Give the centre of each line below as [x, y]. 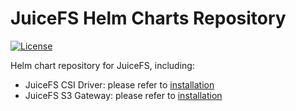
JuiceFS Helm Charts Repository [148, 18]
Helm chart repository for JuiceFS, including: [102, 65]
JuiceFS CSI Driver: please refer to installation [119, 84]
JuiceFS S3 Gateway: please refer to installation [123, 95]
